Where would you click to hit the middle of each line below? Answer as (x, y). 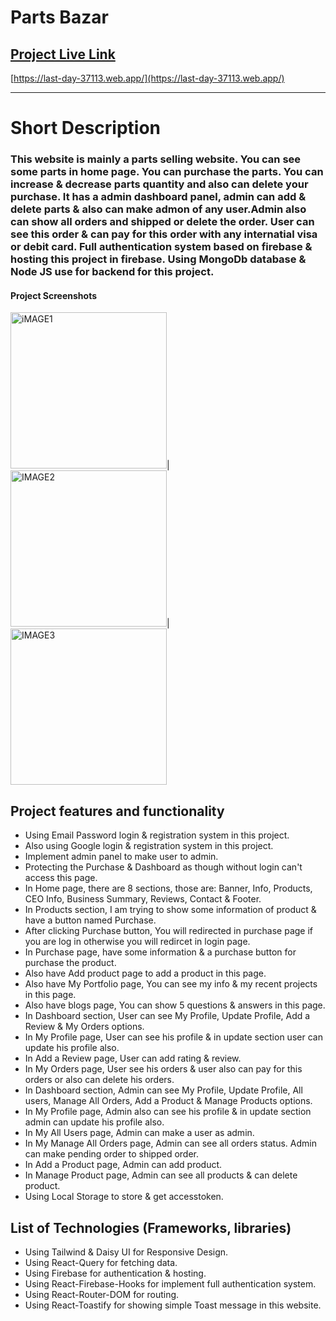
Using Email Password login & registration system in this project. (157, 835)
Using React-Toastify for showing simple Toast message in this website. (173, 1305)
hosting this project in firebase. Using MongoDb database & (158, 259)
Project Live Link (63, 54)
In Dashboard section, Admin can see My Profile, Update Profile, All (163, 1090)
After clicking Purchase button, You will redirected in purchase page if (169, 931)
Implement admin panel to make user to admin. (121, 857)
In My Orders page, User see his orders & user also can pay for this (163, 1069)
